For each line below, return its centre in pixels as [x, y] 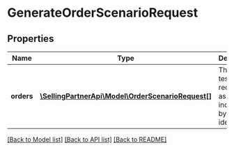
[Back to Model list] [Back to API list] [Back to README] [87, 140]
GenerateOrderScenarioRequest [103, 13]
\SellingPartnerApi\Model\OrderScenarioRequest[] [126, 96]
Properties [31, 39]
